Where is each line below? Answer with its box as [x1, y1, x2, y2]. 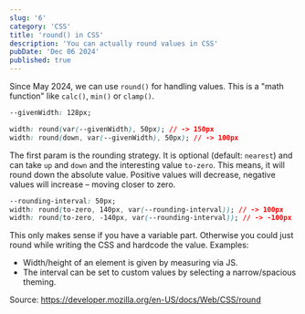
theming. [22, 277, 57, 288]
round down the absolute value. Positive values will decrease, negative [9, 169, 276, 180]
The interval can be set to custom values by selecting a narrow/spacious [22, 267, 297, 278]
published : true [9, 56, 71, 65]
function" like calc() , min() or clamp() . [9, 90, 155, 101]
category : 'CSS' [9, 22, 71, 31]
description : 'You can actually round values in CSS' [9, 38, 219, 48]
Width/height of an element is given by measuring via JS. [22, 257, 238, 268]
